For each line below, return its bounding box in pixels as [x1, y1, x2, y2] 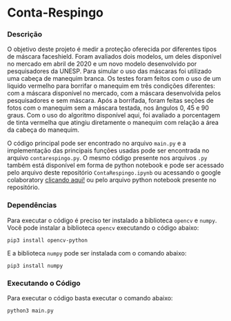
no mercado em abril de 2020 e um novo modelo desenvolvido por [7, 60, 197, 68]
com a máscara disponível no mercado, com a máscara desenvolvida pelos [7, 89, 221, 97]
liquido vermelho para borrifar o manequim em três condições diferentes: [7, 81, 216, 90]
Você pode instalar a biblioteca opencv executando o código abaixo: [7, 223, 199, 232]
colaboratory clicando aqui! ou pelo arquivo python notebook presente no [7, 176, 217, 184]
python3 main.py [7, 307, 54, 315]
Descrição [7, 30, 43, 39]
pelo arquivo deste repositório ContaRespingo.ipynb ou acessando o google [7, 168, 221, 177]
